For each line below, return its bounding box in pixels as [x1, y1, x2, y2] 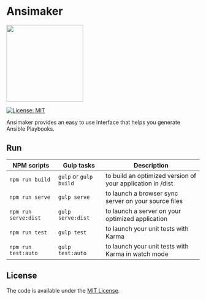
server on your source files [105, 196, 183, 205]
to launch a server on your [105, 207, 181, 215]
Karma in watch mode [105, 250, 169, 258]
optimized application [105, 214, 167, 223]
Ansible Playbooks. [6, 125, 55, 133]
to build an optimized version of [105, 171, 197, 180]
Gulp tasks [63, 161, 95, 169]
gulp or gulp [58, 172, 93, 180]
